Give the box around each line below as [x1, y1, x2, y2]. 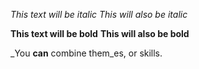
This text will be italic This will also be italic [10, 9, 188, 20]
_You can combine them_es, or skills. [10, 47, 163, 59]
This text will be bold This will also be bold [10, 28, 190, 39]
